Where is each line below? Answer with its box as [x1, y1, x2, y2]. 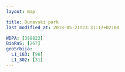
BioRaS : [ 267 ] [6, 40, 41, 47]
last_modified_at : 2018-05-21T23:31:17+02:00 [6, 25, 119, 30]
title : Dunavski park [6, 19, 59, 25]
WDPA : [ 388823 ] [6, 35, 43, 41]
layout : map [6, 8, 35, 15]
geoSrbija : [6, 46, 33, 52]
